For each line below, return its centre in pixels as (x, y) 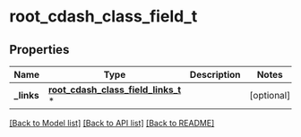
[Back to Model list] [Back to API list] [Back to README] (112, 123)
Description (215, 75)
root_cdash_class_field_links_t (115, 90)
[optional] (270, 95)
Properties (39, 50)
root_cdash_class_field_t (103, 17)
